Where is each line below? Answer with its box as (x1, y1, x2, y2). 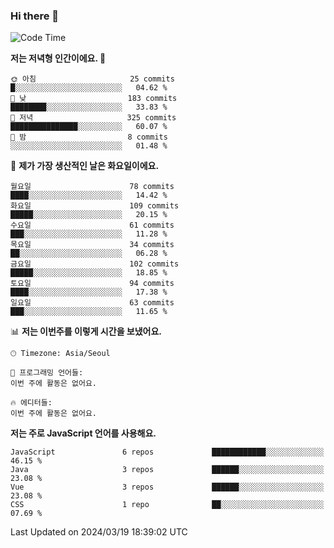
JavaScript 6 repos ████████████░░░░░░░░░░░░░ (10, 447, 325, 458)
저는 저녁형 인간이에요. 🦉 (10, 52, 107, 64)
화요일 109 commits (10, 201, 180, 211)
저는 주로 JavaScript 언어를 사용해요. (10, 427, 157, 439)
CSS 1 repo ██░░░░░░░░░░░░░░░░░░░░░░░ (10, 500, 325, 510)
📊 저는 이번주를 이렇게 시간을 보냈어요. (10, 325, 163, 338)
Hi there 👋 (10, 9, 60, 23)
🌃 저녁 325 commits (10, 113, 177, 123)
